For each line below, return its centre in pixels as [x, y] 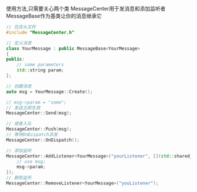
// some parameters [40, 65]
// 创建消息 [19, 86]
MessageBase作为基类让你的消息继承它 [54, 16]
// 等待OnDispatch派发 [32, 135]
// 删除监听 [19, 178]
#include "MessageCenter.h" [40, 32]
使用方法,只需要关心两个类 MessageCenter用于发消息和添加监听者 [86, 8]
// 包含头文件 [21, 27]
